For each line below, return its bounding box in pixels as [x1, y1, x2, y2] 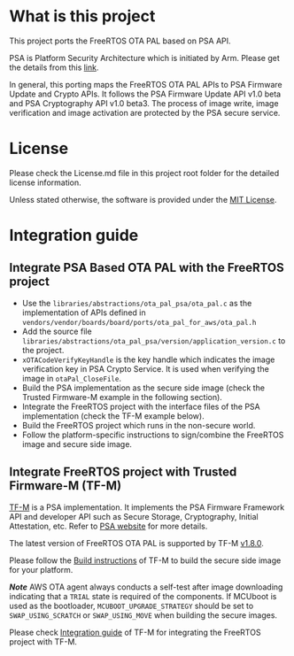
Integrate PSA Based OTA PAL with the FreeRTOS [9, 260, 285, 275]
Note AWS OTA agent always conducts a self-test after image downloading [9, 582, 283, 592]
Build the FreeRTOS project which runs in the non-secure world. [21, 420, 256, 430]
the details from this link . [9, 62, 99, 73]
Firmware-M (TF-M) [9, 478, 122, 493]
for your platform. [9, 564, 73, 575]
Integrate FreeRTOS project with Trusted [9, 465, 237, 480]
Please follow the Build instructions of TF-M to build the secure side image [9, 555, 282, 566]
